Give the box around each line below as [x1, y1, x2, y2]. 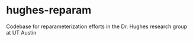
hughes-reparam [6, 4, 92, 17]
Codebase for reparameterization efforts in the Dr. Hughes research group [6, 23, 188, 30]
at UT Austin [6, 29, 37, 36]
